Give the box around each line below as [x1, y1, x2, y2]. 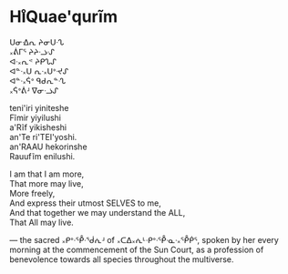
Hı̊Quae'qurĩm [9, 6, 118, 27]
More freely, [9, 188, 56, 198]
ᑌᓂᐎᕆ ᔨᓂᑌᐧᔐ [9, 36, 65, 47]
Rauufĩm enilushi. [9, 150, 76, 161]
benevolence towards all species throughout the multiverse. [9, 253, 234, 265]
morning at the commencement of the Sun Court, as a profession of [9, 244, 264, 255]
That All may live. [9, 217, 75, 228]
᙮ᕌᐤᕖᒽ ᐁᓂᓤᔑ [9, 85, 59, 96]
